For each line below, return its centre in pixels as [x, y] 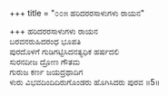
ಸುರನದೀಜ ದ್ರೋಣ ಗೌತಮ [45, 62]
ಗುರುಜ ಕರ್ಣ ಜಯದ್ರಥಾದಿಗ [46, 72]
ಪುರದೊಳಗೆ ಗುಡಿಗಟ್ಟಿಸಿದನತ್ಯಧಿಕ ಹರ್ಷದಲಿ [64, 52]
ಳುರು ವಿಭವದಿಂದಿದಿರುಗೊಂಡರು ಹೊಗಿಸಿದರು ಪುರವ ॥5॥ [85, 82]
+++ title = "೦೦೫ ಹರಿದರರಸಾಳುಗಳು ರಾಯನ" [77, 13]
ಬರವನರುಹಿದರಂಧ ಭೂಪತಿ [45, 41]
